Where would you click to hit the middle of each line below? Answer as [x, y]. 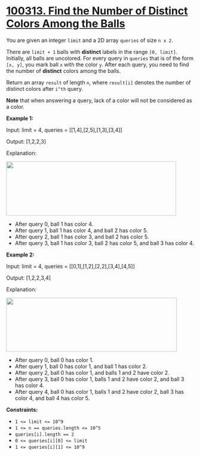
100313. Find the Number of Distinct [97, 11]
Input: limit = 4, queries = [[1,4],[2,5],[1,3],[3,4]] [64, 130]
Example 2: [20, 255]
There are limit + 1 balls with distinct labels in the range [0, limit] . [92, 51]
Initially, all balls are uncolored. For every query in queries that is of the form [100, 58]
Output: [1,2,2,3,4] [29, 278]
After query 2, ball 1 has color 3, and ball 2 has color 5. [82, 237]
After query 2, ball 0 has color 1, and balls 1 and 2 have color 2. [92, 372]
